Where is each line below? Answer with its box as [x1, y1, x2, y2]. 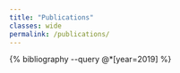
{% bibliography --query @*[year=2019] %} [9, 54, 172, 65]
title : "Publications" [9, 12, 94, 22]
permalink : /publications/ [9, 29, 110, 38]
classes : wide [9, 21, 63, 30]
